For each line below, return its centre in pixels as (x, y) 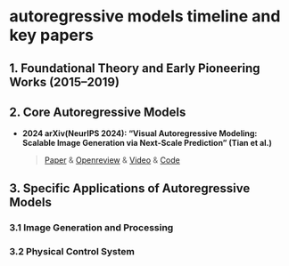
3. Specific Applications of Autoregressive (130, 188)
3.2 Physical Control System (72, 251)
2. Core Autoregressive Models (98, 112)
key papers (51, 35)
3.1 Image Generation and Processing (91, 227)
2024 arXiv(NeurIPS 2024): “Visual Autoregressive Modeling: (140, 133)
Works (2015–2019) (65, 82)
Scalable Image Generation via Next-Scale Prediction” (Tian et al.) (147, 143)
